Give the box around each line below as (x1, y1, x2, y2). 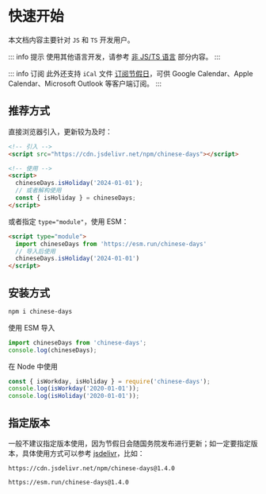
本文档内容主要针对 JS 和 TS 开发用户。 (8, 35, 135, 44)
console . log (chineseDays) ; (8, 346, 97, 354)
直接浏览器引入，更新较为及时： (8, 126, 112, 136)
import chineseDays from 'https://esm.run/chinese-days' (15, 240, 207, 248)
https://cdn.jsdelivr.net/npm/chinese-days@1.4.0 (8, 465, 176, 473)
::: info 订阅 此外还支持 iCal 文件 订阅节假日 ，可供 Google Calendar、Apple (8, 68, 253, 78)
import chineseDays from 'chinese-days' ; (8, 338, 147, 346)
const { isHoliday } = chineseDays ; (15, 194, 136, 202)
